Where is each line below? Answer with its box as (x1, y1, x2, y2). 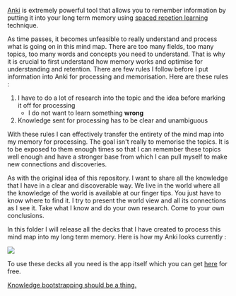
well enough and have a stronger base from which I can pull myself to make (7, 152, 228, 161)
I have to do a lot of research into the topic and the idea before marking (17, 93, 225, 102)
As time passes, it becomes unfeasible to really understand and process (7, 35, 218, 43)
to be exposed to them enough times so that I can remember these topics (7, 145, 221, 153)
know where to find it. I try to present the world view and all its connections (7, 196, 227, 205)
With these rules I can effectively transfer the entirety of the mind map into (7, 130, 225, 138)
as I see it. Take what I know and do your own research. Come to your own (7, 204, 225, 212)
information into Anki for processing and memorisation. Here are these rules (7, 72, 228, 81)
